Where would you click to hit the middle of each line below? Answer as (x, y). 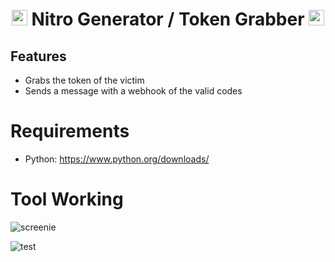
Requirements (70, 131)
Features (38, 56)
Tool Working (67, 199)
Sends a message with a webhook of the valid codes (133, 91)
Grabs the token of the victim (84, 80)
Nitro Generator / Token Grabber (168, 19)
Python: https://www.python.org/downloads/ (117, 159)
